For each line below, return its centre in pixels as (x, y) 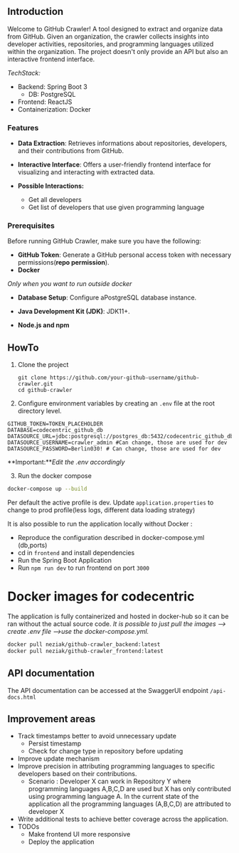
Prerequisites (31, 226)
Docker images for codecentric (101, 597)
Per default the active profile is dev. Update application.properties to (111, 503)
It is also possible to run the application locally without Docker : (100, 524)
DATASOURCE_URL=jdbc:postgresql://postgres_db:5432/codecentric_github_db (121, 437)
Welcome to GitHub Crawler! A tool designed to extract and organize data (115, 28)
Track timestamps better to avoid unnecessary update (97, 736)
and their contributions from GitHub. (71, 151)
